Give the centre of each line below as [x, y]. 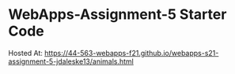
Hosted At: [26, 53]
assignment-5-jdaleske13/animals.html [71, 61]
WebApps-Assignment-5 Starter [117, 15]
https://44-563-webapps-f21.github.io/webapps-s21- [132, 53]
